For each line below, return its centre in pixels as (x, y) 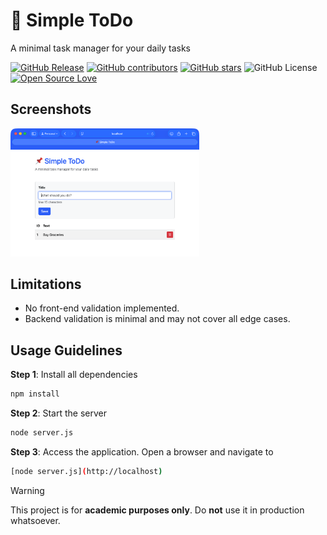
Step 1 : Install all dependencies (74, 375)
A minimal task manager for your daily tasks (101, 48)
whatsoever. (35, 520)
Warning (27, 490)
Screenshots (51, 109)
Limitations (46, 284)
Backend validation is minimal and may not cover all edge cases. (157, 319)
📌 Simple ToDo (72, 20)
